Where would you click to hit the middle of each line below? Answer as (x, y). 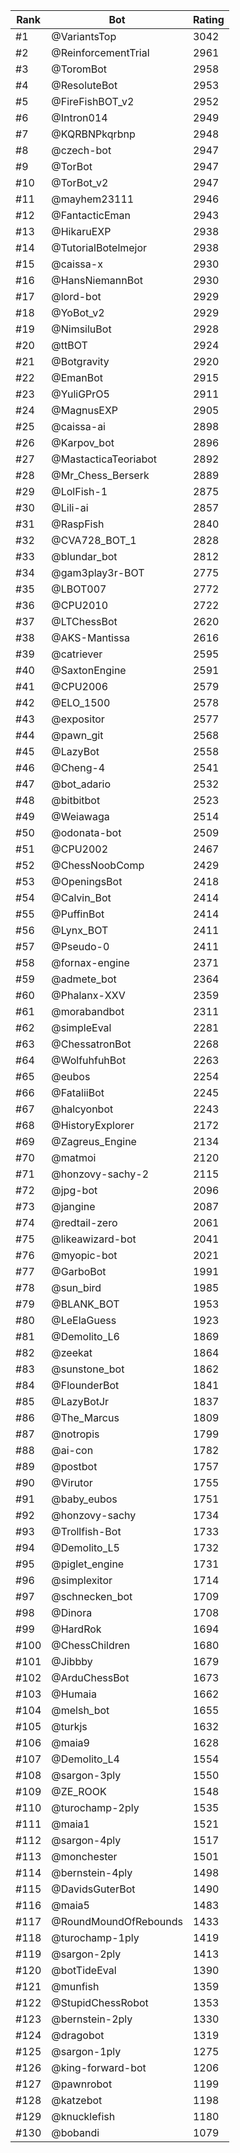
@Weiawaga (80, 816)
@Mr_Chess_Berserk (100, 475)
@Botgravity (80, 361)
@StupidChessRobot (100, 2002)
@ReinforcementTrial (100, 52)
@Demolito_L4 (85, 1759)
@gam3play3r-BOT (98, 572)
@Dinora (72, 1612)
